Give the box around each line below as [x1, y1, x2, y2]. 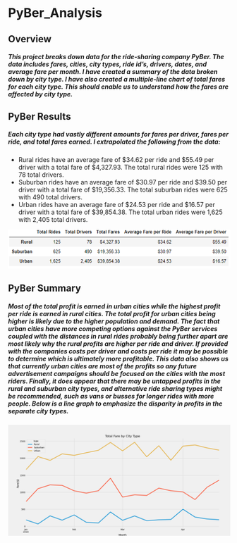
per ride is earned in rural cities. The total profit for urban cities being [8, 309, 216, 318]
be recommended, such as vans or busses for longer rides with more [8, 392, 214, 400]
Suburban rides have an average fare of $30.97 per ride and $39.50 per [18, 177, 228, 186]
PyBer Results [8, 111, 71, 123]
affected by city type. [8, 90, 73, 99]
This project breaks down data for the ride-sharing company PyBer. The [8, 53, 224, 61]
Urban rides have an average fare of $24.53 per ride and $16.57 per [18, 200, 216, 208]
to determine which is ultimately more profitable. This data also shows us [8, 354, 229, 363]
